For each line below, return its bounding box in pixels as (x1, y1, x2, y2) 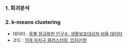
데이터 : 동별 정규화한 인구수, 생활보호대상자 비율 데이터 (12, 31, 123, 37)
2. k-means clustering (5, 18, 61, 26)
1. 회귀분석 (5, 4, 30, 11)
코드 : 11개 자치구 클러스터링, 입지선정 (12, 37, 87, 43)
